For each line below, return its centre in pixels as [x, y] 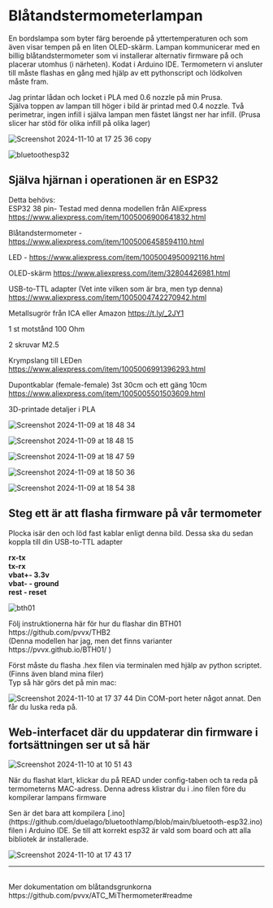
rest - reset [28, 592]
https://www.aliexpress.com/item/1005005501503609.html [107, 393]
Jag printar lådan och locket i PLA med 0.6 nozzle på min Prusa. [116, 97]
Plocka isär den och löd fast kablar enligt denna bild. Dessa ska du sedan [131, 533]
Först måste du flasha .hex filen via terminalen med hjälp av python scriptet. [135, 665]
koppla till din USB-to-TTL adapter [66, 541]
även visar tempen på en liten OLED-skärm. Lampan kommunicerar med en [134, 46]
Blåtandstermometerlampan [106, 16]
